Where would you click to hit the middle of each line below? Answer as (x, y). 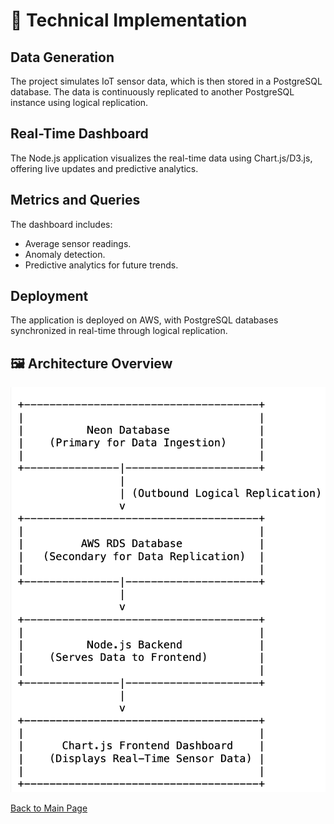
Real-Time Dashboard (79, 134)
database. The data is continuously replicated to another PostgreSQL (152, 92)
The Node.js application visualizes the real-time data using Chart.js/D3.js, (161, 158)
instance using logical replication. (79, 102)
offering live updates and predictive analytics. (104, 168)
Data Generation (62, 57)
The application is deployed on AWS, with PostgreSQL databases (144, 320)
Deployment (49, 296)
